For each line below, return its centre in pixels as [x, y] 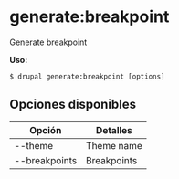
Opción [45, 130]
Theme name [114, 145]
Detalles [114, 130]
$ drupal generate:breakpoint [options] [88, 76]
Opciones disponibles [73, 105]
